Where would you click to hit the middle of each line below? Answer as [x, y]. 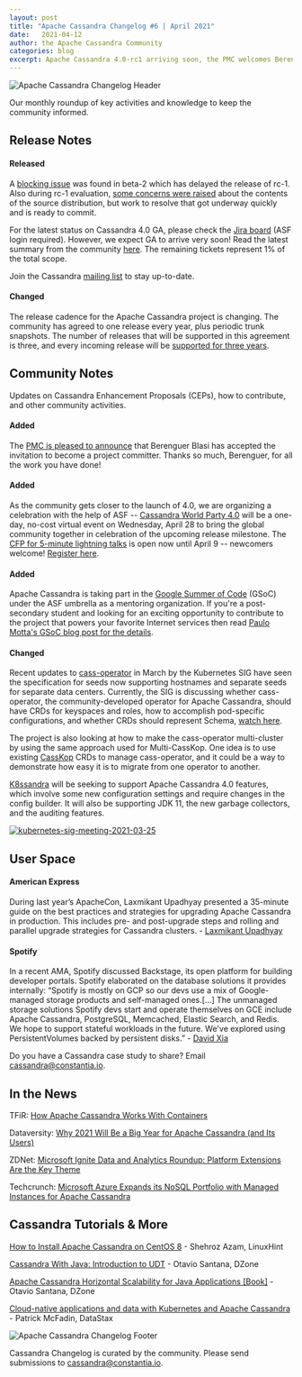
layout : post [34, 18]
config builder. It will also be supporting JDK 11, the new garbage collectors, [150, 804]
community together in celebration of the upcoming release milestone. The [148, 534]
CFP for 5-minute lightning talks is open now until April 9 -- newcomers [142, 544]
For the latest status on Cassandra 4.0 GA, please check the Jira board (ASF [151, 230]
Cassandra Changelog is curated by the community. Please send [129, 1353]
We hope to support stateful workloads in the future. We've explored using [147, 1029]
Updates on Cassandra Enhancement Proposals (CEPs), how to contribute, [147, 395]
